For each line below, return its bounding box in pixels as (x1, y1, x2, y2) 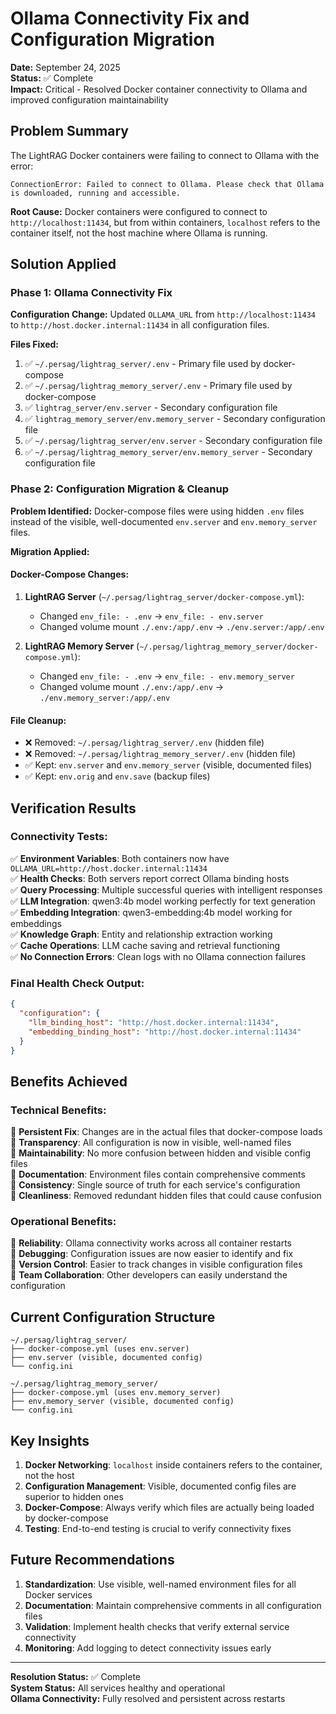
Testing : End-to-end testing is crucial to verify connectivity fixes (24, 1522, 292, 1534)
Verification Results (10, 800, 137, 817)
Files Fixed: (10, 338, 59, 351)
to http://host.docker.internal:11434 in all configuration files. (10, 319, 270, 331)
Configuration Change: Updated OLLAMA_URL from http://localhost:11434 (10, 308, 316, 321)
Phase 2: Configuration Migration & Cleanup (10, 482, 230, 496)
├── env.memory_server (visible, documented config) (10, 1397, 235, 1407)
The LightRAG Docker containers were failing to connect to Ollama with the (10, 149, 320, 161)
